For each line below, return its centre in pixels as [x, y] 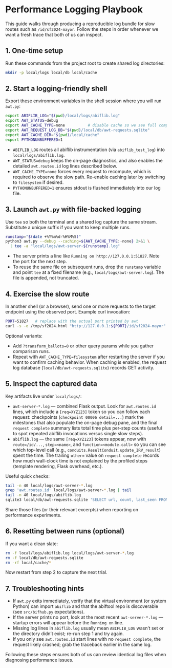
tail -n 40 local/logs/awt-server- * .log [49, 486]
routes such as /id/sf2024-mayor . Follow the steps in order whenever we [82, 29]
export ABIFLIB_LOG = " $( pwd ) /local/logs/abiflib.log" [63, 116]
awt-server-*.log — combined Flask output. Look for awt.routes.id [84, 406]
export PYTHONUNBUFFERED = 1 [34, 140]
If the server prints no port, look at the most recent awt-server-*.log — [88, 617]
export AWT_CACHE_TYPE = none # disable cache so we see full [81, 125]
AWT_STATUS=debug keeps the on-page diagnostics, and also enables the [88, 160]
